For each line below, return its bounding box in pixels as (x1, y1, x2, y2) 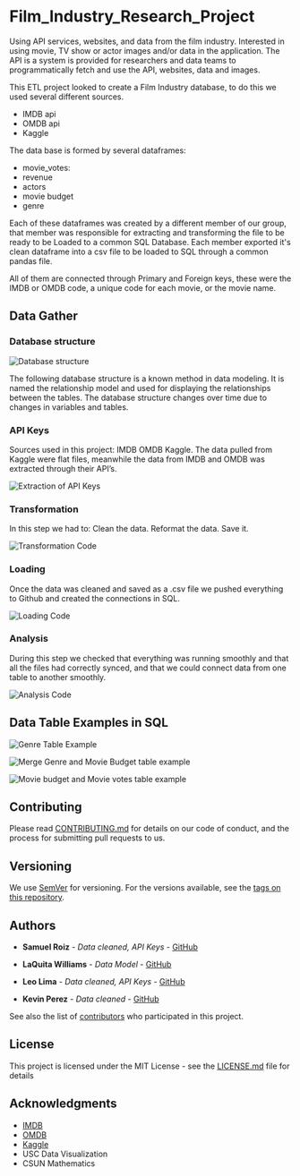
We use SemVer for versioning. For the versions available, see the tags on (9, 882, 281, 893)
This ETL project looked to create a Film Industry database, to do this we (9, 81, 277, 92)
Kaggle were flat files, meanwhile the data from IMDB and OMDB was (9, 454, 266, 464)
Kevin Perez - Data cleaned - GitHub (21, 993, 159, 1004)
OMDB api (21, 118, 61, 129)
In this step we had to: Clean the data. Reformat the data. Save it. (9, 524, 249, 534)
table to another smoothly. (9, 671, 107, 682)
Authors (9, 917, 56, 933)
